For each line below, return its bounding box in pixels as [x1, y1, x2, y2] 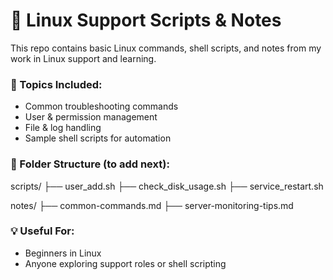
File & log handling [24, 122, 102, 134]
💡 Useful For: [10, 224, 75, 238]
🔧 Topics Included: [10, 77, 103, 91]
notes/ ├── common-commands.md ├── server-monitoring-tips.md [10, 199, 294, 211]
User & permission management [24, 111, 158, 123]
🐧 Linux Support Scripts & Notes [10, 9, 282, 32]
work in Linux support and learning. [10, 52, 157, 64]
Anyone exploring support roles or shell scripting [24, 257, 227, 269]
